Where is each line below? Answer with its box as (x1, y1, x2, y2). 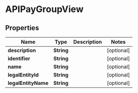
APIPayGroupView (5, 4, 84, 15)
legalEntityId (8, 71, 39, 78)
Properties (5, 24, 39, 32)
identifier (8, 55, 30, 62)
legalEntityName (8, 79, 49, 86)
